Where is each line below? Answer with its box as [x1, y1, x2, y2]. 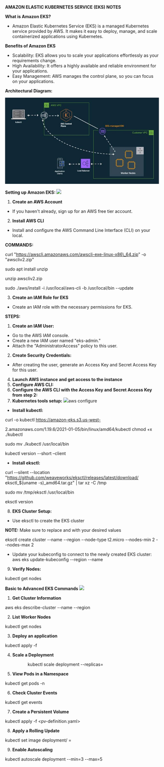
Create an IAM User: [12, 323, 55, 329]
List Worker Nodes [12, 614, 51, 620]
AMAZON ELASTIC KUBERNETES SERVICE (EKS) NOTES [5, 4, 121, 10]
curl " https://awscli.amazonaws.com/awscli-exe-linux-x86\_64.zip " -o [5, 251, 146, 257]
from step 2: [12, 392, 38, 398]
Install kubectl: [12, 407, 43, 413]
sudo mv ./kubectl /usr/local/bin [5, 441, 69, 447]
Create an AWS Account [12, 199, 62, 204]
